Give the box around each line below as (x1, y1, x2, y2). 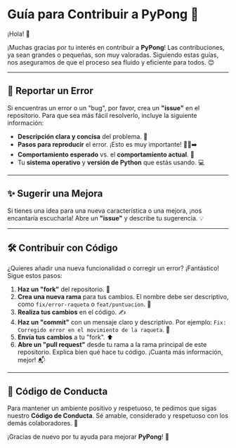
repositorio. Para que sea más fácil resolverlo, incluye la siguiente (7, 111, 197, 119)
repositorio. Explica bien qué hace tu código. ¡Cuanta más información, (17, 348, 223, 357)
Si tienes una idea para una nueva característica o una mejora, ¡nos (7, 206, 202, 215)
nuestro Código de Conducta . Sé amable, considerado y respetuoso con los (7, 411, 228, 420)
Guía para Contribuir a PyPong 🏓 (7, 6, 199, 22)
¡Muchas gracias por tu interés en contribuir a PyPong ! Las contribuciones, (7, 43, 225, 51)
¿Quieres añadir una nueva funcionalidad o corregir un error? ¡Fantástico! (7, 264, 220, 272)
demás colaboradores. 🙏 (7, 419, 79, 428)
